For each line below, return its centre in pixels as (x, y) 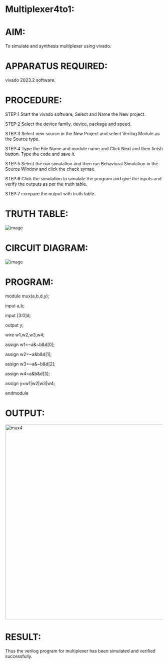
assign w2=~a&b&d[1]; (28, 354)
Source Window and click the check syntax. (50, 169)
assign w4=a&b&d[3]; (27, 374)
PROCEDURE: (34, 100)
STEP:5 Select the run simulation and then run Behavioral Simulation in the (82, 163)
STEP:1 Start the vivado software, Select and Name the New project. (75, 114)
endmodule (17, 393)
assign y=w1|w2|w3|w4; (30, 383)
